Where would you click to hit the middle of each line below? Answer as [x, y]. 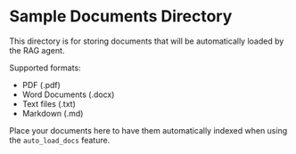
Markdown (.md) [53, 113]
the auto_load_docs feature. [60, 140]
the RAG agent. [37, 50]
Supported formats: [45, 68]
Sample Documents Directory [121, 16]
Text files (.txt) [49, 103]
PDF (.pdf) [41, 85]
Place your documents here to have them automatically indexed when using [148, 130]
